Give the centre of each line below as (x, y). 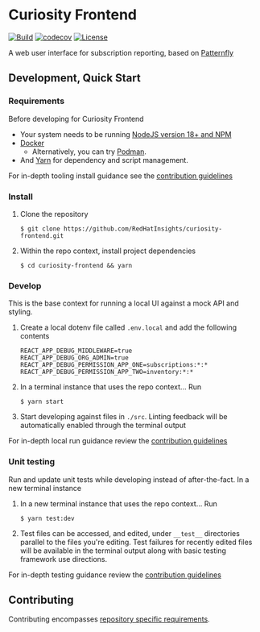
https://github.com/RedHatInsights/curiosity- (143, 229)
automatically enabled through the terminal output (103, 426)
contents (35, 336)
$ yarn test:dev (47, 518)
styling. (21, 312)
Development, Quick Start (74, 78)
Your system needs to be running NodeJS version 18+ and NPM (126, 134)
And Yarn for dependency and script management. (104, 160)
